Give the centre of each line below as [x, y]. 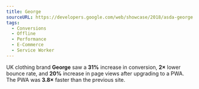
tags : [13, 23]
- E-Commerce [28, 45]
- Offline [24, 34]
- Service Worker [33, 50]
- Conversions [29, 28]
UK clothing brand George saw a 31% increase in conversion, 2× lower [93, 67]
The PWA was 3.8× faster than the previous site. [66, 80]
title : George [24, 12]
